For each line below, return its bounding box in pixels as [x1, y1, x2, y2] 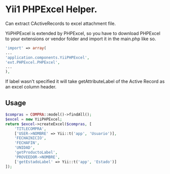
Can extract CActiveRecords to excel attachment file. [5, 20, 116, 26]
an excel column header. [5, 84, 57, 90]
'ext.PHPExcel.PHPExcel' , [5, 60, 60, 65]
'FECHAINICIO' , [14, 136, 47, 141]
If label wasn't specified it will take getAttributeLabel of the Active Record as [5, 78, 165, 84]
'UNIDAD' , [14, 145, 36, 151]
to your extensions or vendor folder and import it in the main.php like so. [5, 36, 156, 42]
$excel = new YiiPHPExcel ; [5, 117, 62, 122]
